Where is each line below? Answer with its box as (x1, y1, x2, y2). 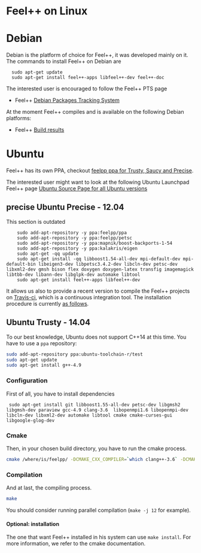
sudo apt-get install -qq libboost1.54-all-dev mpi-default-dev (17, 256, 181, 262)
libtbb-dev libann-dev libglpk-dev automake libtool (6, 271, 141, 278)
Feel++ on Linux (6, 4, 88, 18)
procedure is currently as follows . (6, 300, 89, 307)
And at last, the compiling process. (6, 484, 92, 491)
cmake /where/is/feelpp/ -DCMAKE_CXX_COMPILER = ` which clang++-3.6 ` (6, 456, 178, 462)
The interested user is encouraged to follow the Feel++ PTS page (6, 85, 167, 92)
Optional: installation (6, 520, 60, 527)
